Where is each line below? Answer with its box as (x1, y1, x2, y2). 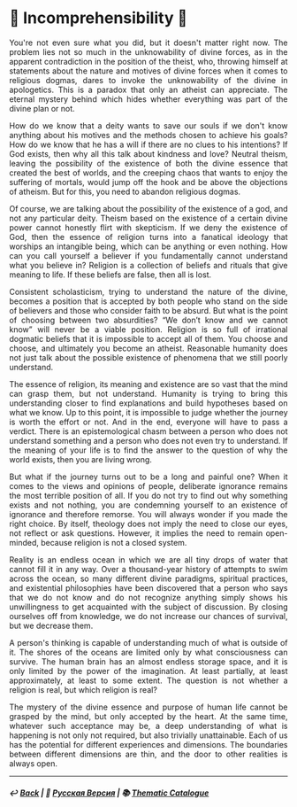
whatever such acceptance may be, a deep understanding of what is (9, 720, 288, 731)
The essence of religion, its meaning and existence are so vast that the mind (9, 378, 288, 389)
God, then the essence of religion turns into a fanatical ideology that (9, 231, 288, 242)
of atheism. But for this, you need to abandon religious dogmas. (9, 186, 241, 197)
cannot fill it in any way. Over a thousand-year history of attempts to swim (9, 563, 288, 574)
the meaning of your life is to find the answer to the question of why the (9, 445, 288, 455)
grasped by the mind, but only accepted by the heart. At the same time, (9, 710, 288, 721)
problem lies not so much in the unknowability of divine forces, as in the (9, 46, 288, 57)
